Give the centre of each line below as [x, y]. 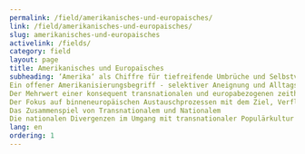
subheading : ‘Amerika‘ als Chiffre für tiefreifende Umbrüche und [138, 77]
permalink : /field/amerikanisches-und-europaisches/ [111, 18]
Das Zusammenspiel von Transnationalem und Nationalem [115, 111]
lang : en [26, 128]
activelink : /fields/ [50, 43]
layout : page [34, 60]
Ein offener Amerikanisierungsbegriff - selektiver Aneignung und [138, 85]
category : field [40, 52]
